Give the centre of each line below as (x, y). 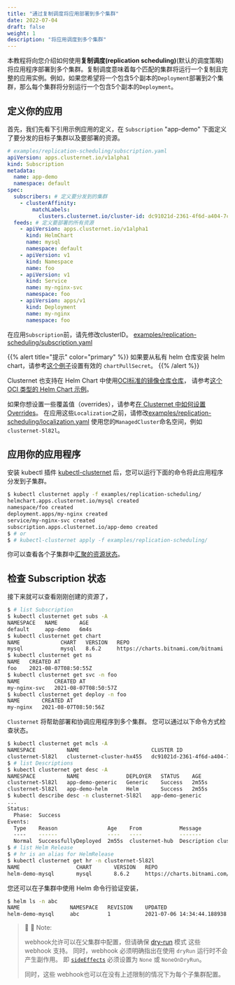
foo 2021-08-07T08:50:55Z (50, 669)
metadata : (22, 171)
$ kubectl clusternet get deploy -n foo (67, 694)
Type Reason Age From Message (107, 828)
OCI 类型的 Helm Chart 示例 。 (50, 389)
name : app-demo (36, 177)
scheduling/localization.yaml (48, 421)
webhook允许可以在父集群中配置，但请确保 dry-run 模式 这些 (112, 942)
